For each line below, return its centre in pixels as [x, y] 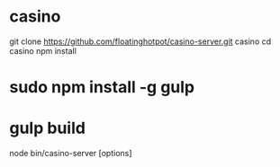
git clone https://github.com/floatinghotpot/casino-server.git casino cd [140, 41]
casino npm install [43, 50]
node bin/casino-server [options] [71, 154]
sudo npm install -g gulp [102, 88]
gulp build [47, 128]
